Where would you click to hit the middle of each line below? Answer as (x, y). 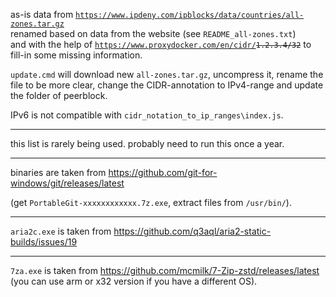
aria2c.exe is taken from (61, 231)
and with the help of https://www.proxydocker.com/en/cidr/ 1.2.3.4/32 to (161, 44)
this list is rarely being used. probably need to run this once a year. (147, 143)
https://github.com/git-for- (163, 172)
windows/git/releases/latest (67, 183)
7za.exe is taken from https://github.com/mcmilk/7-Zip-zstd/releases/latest (165, 270)
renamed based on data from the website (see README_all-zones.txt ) (153, 33)
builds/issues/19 (44, 242)
